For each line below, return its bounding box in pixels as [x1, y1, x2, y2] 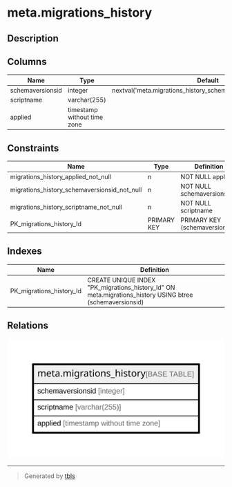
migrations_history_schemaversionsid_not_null [10, 185, 142, 194]
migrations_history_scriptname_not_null [10, 203, 122, 211]
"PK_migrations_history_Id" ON [87, 283, 175, 291]
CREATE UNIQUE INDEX [87, 275, 156, 284]
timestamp [68, 105, 98, 113]
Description [7, 33, 59, 44]
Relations [7, 320, 49, 331]
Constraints [7, 142, 59, 154]
